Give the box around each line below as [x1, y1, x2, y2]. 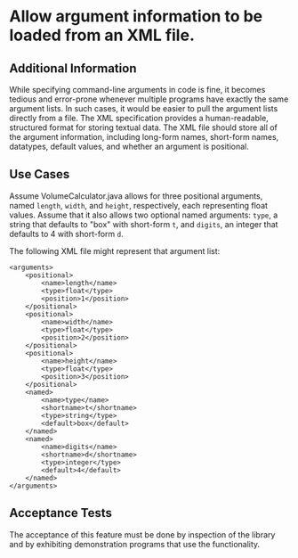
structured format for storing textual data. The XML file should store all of [9, 122, 278, 133]
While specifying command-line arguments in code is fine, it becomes [9, 85, 266, 94]
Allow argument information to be [9, 6, 263, 27]
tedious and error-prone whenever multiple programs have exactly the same [9, 94, 289, 104]
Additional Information [9, 61, 137, 76]
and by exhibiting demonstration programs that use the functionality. [9, 538, 261, 549]
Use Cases [9, 167, 70, 182]
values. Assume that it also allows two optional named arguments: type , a [9, 209, 278, 220]
